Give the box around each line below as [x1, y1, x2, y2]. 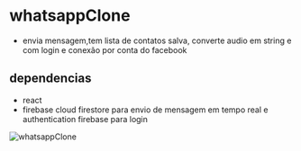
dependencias [9, 71, 92, 86]
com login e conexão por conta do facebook [22, 44, 187, 55]
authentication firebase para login [22, 113, 149, 124]
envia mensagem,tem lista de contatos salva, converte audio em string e [22, 35, 292, 46]
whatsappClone [9, 5, 131, 26]
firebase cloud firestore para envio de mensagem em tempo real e [22, 104, 269, 115]
